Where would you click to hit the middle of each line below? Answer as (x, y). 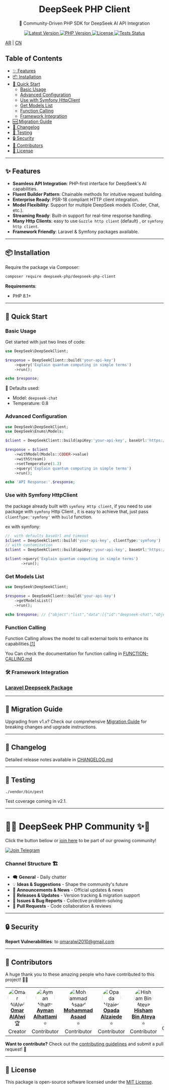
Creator (17, 1032)
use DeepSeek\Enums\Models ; (35, 432)
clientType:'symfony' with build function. (49, 517)
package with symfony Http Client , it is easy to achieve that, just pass (77, 511)
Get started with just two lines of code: (45, 342)
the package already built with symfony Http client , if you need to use (78, 506)
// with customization (29, 545)
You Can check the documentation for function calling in (64, 653)
